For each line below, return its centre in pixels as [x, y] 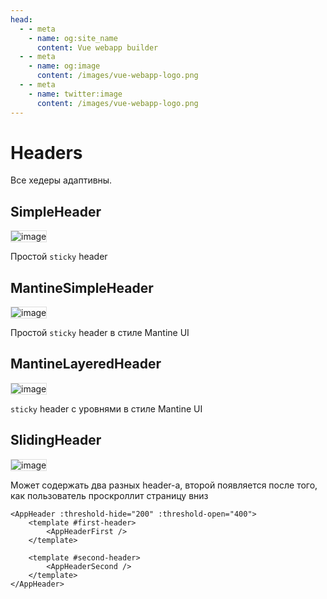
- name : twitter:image [75, 94]
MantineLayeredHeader [86, 364]
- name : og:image [64, 66]
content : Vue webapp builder [97, 47]
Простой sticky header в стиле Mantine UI [100, 333]
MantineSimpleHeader [82, 287]
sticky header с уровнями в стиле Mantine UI [106, 408]
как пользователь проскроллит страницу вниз [109, 495]
